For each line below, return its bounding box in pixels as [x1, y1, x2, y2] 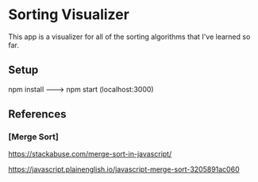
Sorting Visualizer [8, 6, 129, 24]
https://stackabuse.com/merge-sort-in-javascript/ [8, 149, 172, 159]
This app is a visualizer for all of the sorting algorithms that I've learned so [8, 32, 251, 41]
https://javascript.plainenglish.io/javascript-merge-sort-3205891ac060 [8, 165, 240, 174]
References [8, 107, 67, 121]
